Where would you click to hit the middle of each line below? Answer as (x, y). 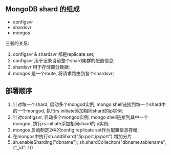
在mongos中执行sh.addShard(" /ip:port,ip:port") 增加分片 (72, 136)
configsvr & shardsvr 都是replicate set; (54, 54)
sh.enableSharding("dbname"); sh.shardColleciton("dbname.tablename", (89, 142)
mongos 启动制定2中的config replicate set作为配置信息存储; (76, 130)
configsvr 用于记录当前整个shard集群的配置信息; (64, 60)
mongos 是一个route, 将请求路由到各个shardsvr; (63, 73)
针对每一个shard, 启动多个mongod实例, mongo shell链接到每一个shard (87, 104)
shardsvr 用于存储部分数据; (41, 67)
